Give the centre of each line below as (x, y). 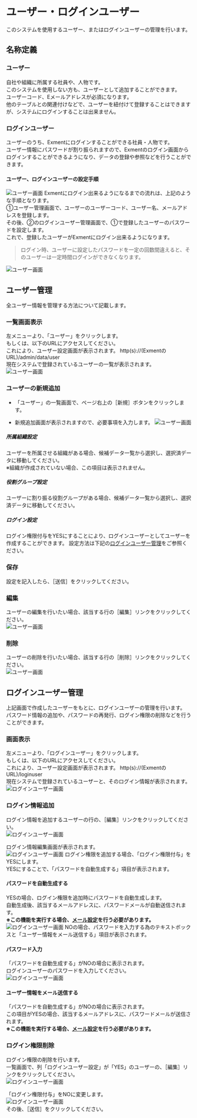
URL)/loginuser (24, 775)
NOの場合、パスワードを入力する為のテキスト (120, 927)
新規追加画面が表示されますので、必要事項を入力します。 (84, 422)
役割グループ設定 (27, 482)
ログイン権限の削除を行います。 (45, 1059)
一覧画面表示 (24, 322)
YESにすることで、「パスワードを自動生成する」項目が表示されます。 (89, 869)
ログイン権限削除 (30, 1046)
